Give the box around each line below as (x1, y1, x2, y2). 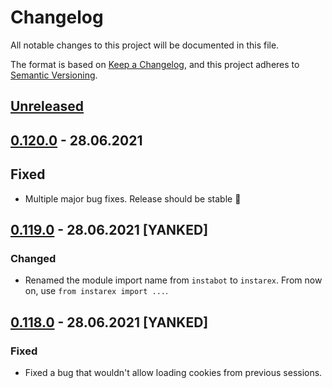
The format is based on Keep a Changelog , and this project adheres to (10, 58, 300, 70)
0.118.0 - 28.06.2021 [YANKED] (10, 314, 209, 331)
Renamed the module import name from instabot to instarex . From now (24, 274, 323, 286)
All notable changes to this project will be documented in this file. (10, 39, 280, 51)
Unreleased (10, 98, 85, 115)
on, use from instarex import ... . (24, 285, 169, 297)
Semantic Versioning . (10, 69, 98, 81)
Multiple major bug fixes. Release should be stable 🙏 (24, 192, 242, 205)
